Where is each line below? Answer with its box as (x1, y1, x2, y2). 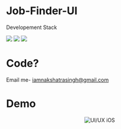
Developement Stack (6, 24, 58, 31)
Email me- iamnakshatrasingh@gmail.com (6, 76, 109, 83)
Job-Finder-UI (6, 4, 78, 18)
